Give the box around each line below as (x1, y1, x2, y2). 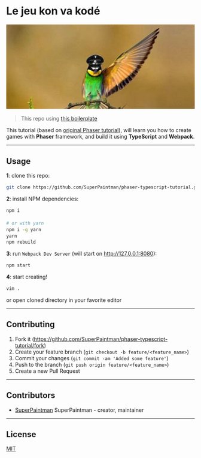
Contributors (6, 390, 56, 400)
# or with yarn (6, 220, 44, 226)
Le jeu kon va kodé (6, 4, 100, 18)
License (6, 429, 36, 439)
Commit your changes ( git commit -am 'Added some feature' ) (14, 354, 169, 361)
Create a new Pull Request (14, 367, 81, 375)
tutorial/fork (14, 342, 44, 349)
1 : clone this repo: (6, 172, 50, 179)
